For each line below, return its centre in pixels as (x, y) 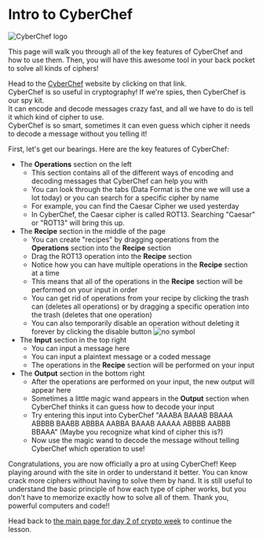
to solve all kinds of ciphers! (54, 68)
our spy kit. (26, 100)
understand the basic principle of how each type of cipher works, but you (127, 489)
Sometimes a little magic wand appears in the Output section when (140, 398)
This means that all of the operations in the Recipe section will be (137, 281)
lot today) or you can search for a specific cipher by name (125, 198)
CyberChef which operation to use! (88, 448)
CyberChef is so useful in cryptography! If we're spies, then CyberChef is (127, 91)
